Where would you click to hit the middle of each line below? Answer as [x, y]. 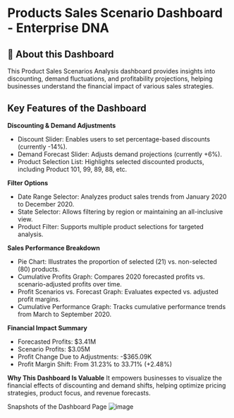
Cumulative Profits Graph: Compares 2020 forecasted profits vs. [111, 277]
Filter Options [28, 182]
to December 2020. [46, 204]
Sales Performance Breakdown [54, 248]
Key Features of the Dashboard [77, 109]
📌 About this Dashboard [61, 54]
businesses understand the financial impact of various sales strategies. [111, 86]
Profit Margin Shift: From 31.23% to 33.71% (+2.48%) [95, 364]
